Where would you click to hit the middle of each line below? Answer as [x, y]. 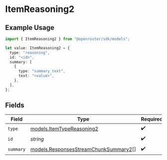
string [37, 139]
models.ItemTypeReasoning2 [64, 129]
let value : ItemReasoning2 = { [38, 48]
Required [152, 119]
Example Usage [30, 28]
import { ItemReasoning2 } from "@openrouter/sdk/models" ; [68, 39]
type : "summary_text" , [42, 71]
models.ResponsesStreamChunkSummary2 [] [83, 149]
